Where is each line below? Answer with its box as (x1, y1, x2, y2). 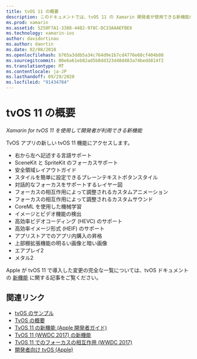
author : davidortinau (6, 36, 59, 42)
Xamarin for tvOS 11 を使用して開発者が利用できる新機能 (6, 126, 142, 134)
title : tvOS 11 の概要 (6, 8, 59, 15)
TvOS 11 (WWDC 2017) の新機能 (14, 331, 92, 339)
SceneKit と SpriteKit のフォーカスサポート (14, 159, 118, 166)
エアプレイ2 (14, 247, 44, 254)
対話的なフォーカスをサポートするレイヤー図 (14, 181, 123, 188)
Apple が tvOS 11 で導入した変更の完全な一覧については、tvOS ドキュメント (6, 266, 189, 273)
